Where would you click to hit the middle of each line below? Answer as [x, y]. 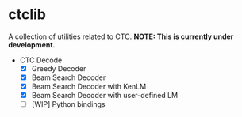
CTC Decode [41, 60]
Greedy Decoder [59, 68]
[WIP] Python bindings [68, 104]
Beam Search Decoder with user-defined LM [105, 96]
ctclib [27, 15]
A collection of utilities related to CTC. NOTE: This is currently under [121, 36]
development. [32, 44]
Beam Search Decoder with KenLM [89, 87]
